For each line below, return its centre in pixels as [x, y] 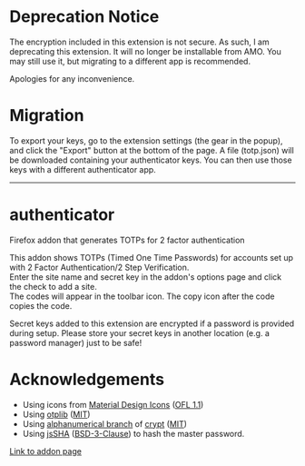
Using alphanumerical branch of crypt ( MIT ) [105, 423]
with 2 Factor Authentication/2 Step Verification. [99, 267]
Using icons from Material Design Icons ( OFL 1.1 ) [113, 404]
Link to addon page [45, 451]
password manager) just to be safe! [76, 342]
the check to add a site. [53, 286]
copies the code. [41, 305]
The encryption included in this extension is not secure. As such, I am [139, 42]
